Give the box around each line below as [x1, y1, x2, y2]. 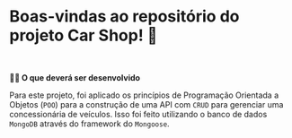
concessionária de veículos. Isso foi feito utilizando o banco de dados [9, 108, 268, 119]
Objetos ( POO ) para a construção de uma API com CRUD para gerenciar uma [9, 99, 284, 109]
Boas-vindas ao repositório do [9, 6, 240, 27]
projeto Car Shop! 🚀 [9, 25, 158, 46]
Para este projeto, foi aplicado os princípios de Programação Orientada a [9, 90, 279, 100]
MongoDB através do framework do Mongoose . [9, 118, 170, 129]
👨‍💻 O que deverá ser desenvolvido [9, 72, 141, 82]
